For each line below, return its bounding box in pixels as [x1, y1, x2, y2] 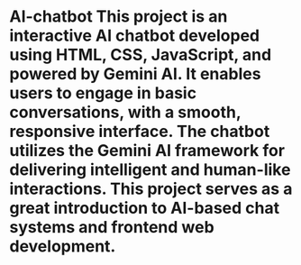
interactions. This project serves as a [9, 178, 293, 199]
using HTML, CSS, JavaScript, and [9, 45, 272, 65]
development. [9, 236, 116, 257]
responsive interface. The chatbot [9, 122, 270, 142]
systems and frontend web [9, 217, 214, 238]
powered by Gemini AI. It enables [9, 64, 261, 85]
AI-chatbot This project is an [9, 6, 228, 27]
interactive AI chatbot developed [9, 25, 260, 46]
